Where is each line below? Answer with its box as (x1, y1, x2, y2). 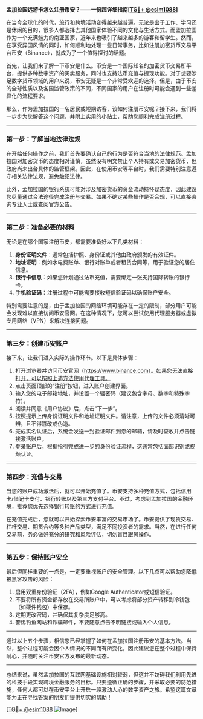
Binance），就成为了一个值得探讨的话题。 (27, 49, 130, 56)
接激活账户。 (14, 435, 47, 442)
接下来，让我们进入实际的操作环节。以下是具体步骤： (6, 354, 139, 361)
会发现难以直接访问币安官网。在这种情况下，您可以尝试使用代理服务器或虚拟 (6, 309, 197, 316)
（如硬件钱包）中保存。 (14, 603, 74, 611)
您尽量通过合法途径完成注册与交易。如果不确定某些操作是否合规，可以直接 (6, 193, 192, 201)
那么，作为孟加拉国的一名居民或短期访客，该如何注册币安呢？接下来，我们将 (6, 105, 197, 112)
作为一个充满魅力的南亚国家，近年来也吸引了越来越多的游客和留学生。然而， (6, 34, 197, 41)
